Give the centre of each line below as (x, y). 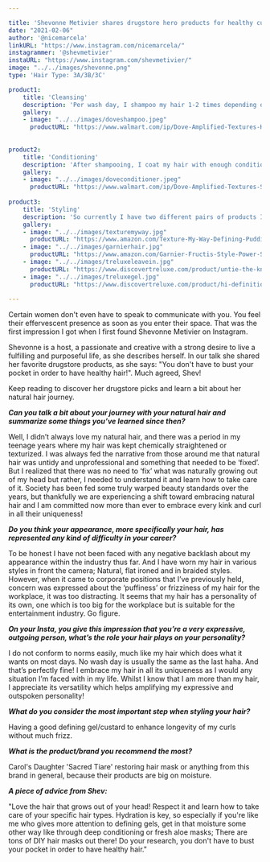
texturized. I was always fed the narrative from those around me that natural (134, 454)
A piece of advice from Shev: (58, 791)
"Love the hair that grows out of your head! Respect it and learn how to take (134, 806)
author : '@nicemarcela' (48, 38)
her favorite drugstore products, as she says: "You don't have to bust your (131, 365)
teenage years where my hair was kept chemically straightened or (118, 445)
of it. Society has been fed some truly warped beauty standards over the (129, 489)
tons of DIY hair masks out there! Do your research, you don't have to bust (131, 841)
